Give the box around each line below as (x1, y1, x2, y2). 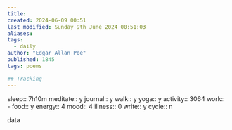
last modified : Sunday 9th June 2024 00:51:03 (7, 23, 146, 30)
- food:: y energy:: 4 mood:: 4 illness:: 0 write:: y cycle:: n (7, 102, 173, 110)
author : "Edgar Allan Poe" (7, 50, 86, 57)
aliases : (7, 30, 33, 37)
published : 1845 (7, 56, 55, 63)
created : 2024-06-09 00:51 (7, 17, 86, 24)
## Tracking (7, 75, 42, 82)
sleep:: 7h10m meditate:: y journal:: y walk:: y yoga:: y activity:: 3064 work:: (7, 94, 225, 103)
